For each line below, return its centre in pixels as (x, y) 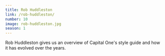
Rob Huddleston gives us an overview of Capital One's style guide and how (83, 42)
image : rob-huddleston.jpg (33, 24)
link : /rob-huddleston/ (30, 14)
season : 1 (15, 28)
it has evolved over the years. (35, 48)
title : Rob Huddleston (29, 10)
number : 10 (16, 19)
